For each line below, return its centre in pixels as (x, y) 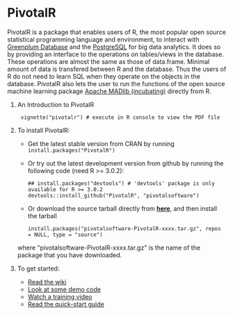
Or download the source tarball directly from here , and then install (122, 208)
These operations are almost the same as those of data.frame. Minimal (109, 61)
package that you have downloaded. (70, 255)
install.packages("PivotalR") (72, 150)
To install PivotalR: (43, 130)
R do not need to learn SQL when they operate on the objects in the (104, 76)
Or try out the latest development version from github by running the (126, 163)
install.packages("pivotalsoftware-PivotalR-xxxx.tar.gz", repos (124, 228)
